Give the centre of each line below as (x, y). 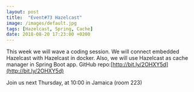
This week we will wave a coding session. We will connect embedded (93, 51)
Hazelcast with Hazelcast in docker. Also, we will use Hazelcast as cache (97, 58)
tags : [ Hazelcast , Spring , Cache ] (50, 29)
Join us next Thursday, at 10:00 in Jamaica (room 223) (74, 83)
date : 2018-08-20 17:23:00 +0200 (48, 34)
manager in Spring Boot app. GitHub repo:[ (60, 65)
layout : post (23, 12)
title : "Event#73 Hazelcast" (44, 18)
